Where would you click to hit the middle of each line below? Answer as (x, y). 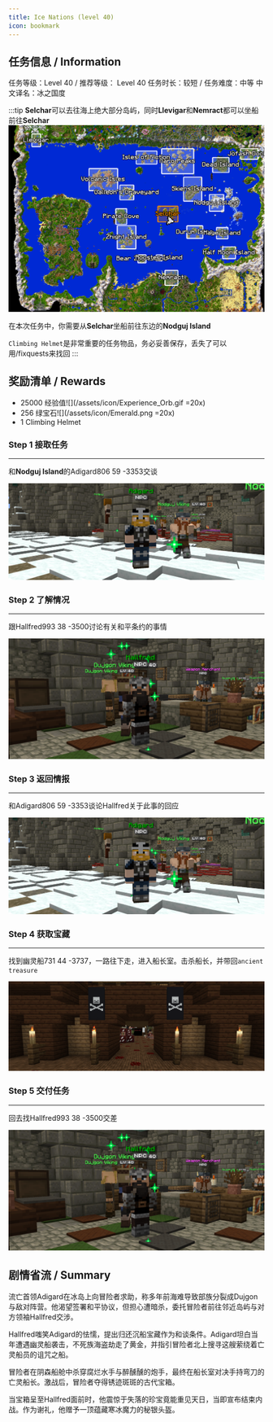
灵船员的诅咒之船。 (41, 1354)
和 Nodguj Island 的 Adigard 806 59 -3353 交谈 (83, 471)
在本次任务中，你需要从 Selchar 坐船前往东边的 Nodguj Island (110, 326)
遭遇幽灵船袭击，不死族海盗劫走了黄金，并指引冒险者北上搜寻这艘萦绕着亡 (140, 1344)
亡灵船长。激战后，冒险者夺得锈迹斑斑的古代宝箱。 (94, 1382)
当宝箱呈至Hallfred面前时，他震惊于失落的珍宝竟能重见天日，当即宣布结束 (132, 1399)
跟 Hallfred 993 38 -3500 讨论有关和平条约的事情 (88, 626)
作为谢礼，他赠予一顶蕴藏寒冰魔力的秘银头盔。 (101, 1409)
